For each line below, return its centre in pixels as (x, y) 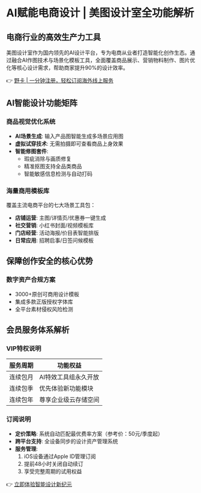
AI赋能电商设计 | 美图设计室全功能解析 (100, 13)
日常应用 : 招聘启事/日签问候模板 (54, 240)
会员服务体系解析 (38, 330)
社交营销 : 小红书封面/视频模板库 (54, 225)
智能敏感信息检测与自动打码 (58, 173)
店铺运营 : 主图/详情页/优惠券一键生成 (60, 217)
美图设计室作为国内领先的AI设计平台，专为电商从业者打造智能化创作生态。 (98, 53)
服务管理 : (26, 448)
